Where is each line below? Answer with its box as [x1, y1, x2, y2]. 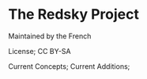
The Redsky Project [8, 5, 140, 23]
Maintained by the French [8, 31, 92, 41]
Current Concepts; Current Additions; [8, 61, 130, 71]
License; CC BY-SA [8, 46, 71, 56]
